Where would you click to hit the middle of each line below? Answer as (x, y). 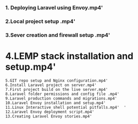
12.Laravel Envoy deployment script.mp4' (50, 112)
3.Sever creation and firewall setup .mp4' (58, 35)
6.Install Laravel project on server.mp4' (51, 85)
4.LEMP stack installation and (69, 56)
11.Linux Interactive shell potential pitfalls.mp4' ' (66, 107)
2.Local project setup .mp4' (40, 21)
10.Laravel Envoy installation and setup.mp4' (56, 103)
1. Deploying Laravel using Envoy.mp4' (54, 8)
